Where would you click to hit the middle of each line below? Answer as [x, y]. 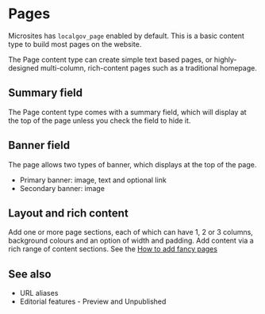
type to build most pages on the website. [75, 44]
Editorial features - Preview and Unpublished [93, 301]
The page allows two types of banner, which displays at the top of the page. [132, 164]
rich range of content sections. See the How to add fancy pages [113, 249]
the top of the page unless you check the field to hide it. [100, 121]
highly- [225, 59]
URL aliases [39, 293]
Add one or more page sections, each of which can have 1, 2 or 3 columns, [131, 232]
